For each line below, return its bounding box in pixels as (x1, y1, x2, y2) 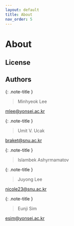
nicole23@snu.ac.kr (5, 186, 47, 192)
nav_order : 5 (5, 17, 33, 22)
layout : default (5, 7, 39, 13)
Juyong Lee (17, 176, 43, 182)
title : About (5, 12, 33, 17)
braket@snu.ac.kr (5, 137, 42, 143)
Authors (5, 75, 32, 84)
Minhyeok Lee (17, 98, 47, 104)
